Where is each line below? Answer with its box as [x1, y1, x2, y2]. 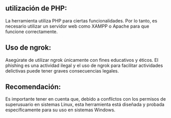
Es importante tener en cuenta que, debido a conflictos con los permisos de [5, 96, 166, 102]
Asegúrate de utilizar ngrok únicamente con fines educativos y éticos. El [5, 57, 159, 63]
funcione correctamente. [5, 28, 58, 35]
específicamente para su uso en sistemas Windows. [5, 107, 116, 113]
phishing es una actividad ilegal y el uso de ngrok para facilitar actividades [5, 62, 163, 68]
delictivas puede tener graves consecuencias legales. [5, 67, 119, 74]
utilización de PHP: [5, 4, 67, 13]
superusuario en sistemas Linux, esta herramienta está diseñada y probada [5, 102, 165, 108]
